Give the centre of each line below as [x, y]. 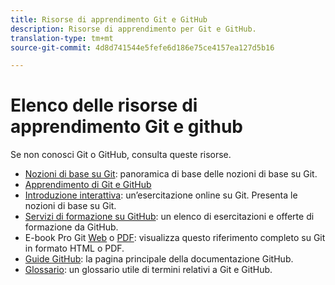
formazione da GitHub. [71, 227]
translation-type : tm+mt [62, 38]
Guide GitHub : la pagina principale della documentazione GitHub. [159, 259]
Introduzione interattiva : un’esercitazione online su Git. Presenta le [161, 195]
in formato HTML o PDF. [74, 248]
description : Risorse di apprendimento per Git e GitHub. [133, 29]
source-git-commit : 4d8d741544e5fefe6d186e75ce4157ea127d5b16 [142, 47]
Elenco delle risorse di [104, 105]
